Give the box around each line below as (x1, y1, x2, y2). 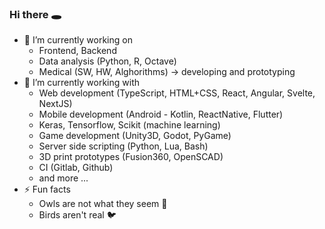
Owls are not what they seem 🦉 (38, 198, 168, 210)
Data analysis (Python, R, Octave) (38, 55, 177, 67)
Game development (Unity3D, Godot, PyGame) (38, 130, 232, 142)
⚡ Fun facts (23, 183, 71, 196)
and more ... (38, 172, 89, 184)
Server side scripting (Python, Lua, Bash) (38, 140, 209, 152)
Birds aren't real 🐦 (38, 209, 117, 221)
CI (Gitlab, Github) (38, 162, 114, 174)
